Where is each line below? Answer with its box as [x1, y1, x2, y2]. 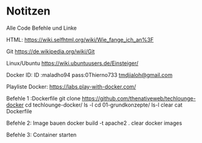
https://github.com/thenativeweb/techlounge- [81, 95, 196, 102]
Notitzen [6, 4, 51, 18]
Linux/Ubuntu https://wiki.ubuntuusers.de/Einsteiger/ [6, 59, 138, 67]
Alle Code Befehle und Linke [6, 24, 77, 32]
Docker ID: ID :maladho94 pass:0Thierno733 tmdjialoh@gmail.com [6, 71, 173, 78]
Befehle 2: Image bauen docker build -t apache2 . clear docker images [6, 119, 183, 127]
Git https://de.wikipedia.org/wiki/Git [6, 47, 95, 55]
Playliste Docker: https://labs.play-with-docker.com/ [6, 83, 136, 90]
